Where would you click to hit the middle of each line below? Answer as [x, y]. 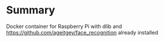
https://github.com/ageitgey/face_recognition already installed [82, 32]
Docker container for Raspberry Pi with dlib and [64, 26]
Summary [30, 10]
